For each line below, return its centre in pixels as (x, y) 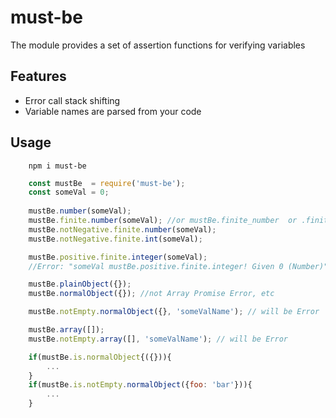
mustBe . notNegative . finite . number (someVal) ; (122, 229)
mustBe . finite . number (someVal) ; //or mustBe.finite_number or (163, 221)
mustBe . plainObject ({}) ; (80, 284)
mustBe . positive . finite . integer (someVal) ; (118, 257)
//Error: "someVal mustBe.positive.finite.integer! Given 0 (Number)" (178, 266)
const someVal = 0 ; (69, 192)
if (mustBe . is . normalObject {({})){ (100, 357)
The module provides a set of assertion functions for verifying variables (158, 45)
